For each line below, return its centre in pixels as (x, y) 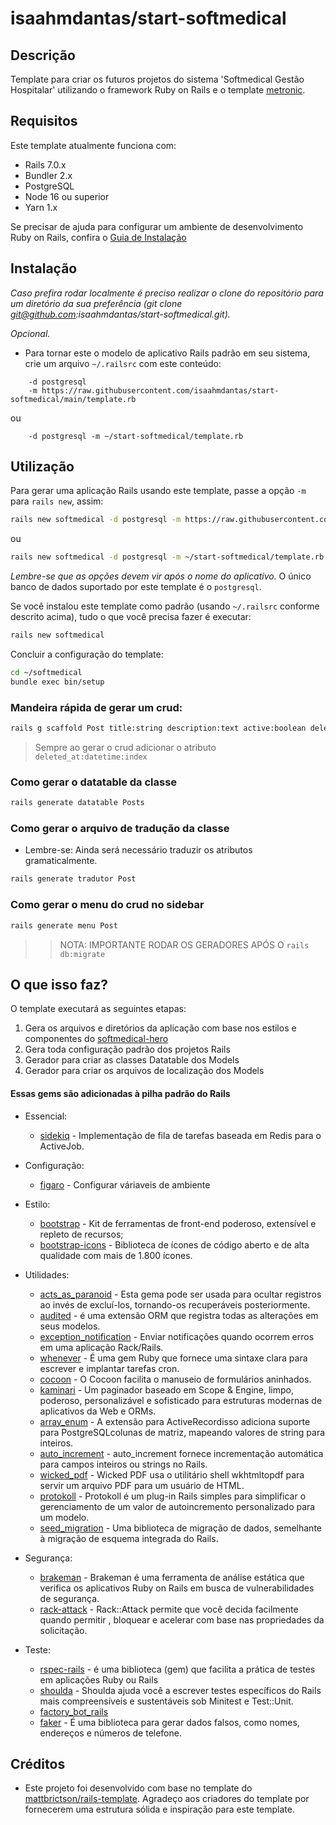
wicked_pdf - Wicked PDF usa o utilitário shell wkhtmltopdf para (172, 1474)
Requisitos (44, 121)
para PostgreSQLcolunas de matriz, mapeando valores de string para (182, 1432)
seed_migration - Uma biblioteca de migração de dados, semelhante (180, 1528)
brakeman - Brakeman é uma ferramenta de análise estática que (172, 1577)
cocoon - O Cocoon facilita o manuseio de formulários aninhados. (175, 1379)
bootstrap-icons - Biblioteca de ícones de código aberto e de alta (174, 1244)
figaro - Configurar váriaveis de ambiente (125, 1184)
